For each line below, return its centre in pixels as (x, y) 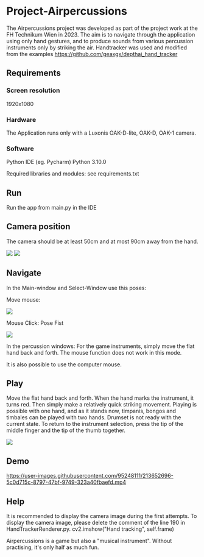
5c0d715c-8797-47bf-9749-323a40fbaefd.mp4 (66, 482)
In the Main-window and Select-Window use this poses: (76, 288)
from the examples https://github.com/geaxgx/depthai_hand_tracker (92, 54)
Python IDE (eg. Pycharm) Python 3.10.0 (56, 162)
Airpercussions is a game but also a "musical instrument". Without (89, 541)
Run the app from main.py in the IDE (51, 208)
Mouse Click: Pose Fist (35, 323)
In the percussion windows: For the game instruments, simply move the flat (100, 346)
